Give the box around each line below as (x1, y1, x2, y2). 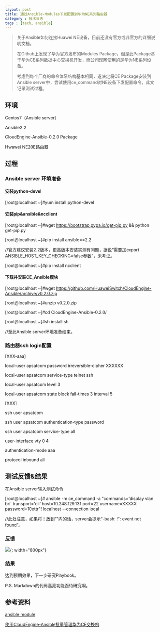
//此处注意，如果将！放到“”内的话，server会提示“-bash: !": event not (5, 516, 141, 522)
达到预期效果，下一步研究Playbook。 (5, 572, 79, 578)
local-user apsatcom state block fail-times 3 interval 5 (5, 391, 113, 397)
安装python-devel (5, 188, 42, 194)
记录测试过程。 (16, 85, 47, 91)
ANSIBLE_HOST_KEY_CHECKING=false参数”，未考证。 (5, 253, 115, 259)
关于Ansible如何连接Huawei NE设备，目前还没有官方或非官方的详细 (16, 34, 151, 40)
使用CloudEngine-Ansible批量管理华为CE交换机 (5, 621, 100, 627)
